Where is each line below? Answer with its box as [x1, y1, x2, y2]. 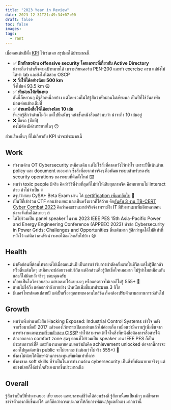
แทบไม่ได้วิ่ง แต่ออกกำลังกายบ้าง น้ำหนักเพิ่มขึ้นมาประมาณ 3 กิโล [12, 284, 121, 290]
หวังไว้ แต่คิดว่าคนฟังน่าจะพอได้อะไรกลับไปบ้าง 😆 [12, 232, 97, 238]
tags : [5, 31, 17, 36]
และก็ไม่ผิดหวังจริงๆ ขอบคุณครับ [12, 272, 67, 279]
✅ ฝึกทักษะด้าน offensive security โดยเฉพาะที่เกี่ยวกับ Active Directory [12, 60, 149, 66]
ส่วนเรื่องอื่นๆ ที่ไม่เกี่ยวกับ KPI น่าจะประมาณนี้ [5, 133, 82, 139]
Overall [5, 379, 29, 388]
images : [5, 26, 22, 32]
